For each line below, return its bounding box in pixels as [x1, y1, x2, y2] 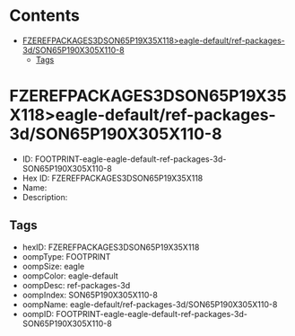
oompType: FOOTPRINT [22, 251, 111, 261]
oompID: [22, 308, 55, 319]
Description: [22, 191, 68, 202]
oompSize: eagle [22, 261, 85, 271]
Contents [9, 5, 81, 26]
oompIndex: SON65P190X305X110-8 [22, 289, 159, 300]
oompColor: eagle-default [22, 270, 118, 281]
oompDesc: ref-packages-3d [22, 279, 131, 290]
